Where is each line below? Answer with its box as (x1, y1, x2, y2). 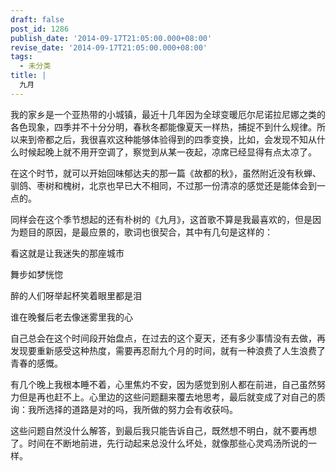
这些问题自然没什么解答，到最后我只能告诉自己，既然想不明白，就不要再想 (10, 424, 317, 436)
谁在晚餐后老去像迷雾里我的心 (10, 311, 133, 323)
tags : (10, 52, 33, 62)
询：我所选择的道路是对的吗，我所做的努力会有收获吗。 (10, 403, 238, 415)
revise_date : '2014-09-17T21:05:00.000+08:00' (10, 42, 208, 53)
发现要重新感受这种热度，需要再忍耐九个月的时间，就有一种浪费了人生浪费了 (10, 344, 326, 356)
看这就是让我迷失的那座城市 (10, 247, 125, 259)
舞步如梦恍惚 (10, 268, 63, 280)
